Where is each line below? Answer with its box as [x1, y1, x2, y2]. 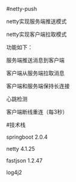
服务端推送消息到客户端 [6, 57, 65, 63]
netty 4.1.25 [6, 145, 35, 152]
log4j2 [6, 169, 22, 176]
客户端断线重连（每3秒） [6, 108, 68, 115]
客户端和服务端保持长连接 [6, 82, 70, 89]
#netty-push [6, 5, 37, 12]
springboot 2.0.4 [6, 133, 48, 141]
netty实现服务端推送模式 [6, 18, 67, 25]
